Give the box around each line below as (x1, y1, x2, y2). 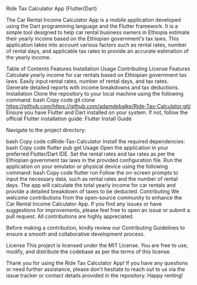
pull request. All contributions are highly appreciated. (6, 213, 134, 220)
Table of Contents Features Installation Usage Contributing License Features (6, 65, 191, 72)
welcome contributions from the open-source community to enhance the (6, 194, 182, 201)
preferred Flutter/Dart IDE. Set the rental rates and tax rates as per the (6, 150, 175, 157)
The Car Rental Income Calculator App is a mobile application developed (6, 16, 181, 23)
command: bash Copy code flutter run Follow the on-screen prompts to (6, 169, 179, 176)
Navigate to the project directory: (6, 126, 86, 133)
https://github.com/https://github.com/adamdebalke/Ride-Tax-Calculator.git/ (6, 103, 191, 109)
